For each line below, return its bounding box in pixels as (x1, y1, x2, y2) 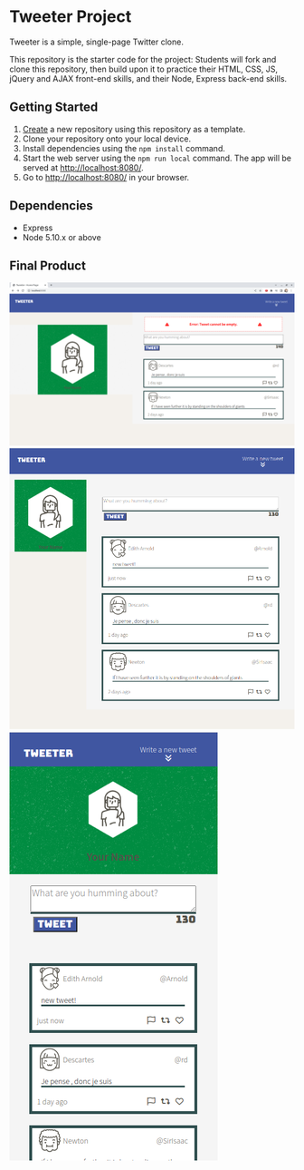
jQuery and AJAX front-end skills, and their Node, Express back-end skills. (9, 73, 288, 83)
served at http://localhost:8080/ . (22, 161, 144, 173)
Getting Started (9, 100, 99, 115)
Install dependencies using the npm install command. (22, 142, 226, 153)
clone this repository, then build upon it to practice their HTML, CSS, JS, (9, 63, 279, 74)
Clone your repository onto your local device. (22, 133, 192, 144)
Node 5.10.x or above (22, 231, 101, 242)
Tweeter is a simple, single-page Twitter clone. (9, 36, 184, 47)
